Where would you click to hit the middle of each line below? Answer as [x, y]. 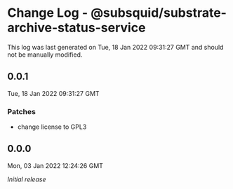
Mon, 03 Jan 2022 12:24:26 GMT [55, 165]
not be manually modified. [45, 55]
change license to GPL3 [52, 127]
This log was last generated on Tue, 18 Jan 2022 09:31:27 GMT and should [115, 47]
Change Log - [48, 13]
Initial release [27, 179]
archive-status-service [76, 28]
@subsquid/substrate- [158, 13]
